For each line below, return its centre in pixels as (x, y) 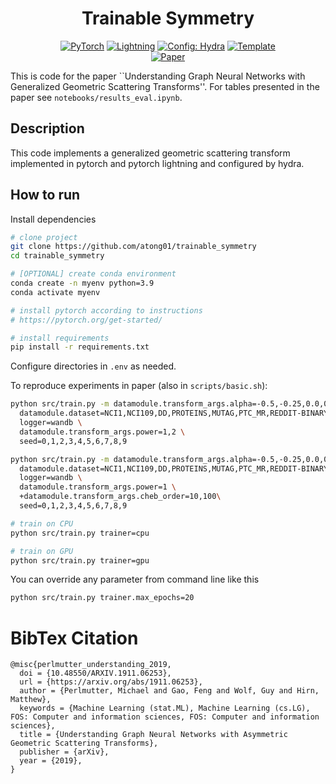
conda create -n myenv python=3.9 (82, 283)
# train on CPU (42, 523)
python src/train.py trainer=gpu (80, 560)
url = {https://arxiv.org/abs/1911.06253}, (111, 682)
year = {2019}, (51, 761)
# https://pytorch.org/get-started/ (86, 320)
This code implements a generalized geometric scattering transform (150, 153)
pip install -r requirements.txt (80, 347)
